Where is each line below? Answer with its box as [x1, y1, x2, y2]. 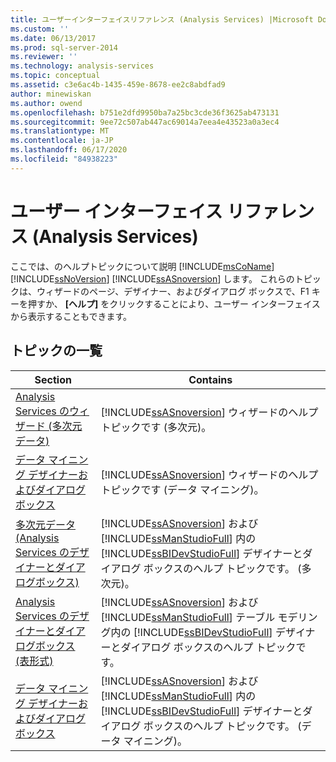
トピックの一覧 [10, 342, 103, 360]
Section [34, 372, 72, 386]
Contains [188, 372, 233, 386]
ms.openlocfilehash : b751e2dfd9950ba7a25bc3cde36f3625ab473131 [10, 107, 280, 118]
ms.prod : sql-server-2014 [10, 42, 118, 53]
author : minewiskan [10, 89, 92, 99]
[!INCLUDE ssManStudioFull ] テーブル [100, 610, 276, 624]
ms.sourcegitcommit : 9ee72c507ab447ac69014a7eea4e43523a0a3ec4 [10, 117, 280, 127]
